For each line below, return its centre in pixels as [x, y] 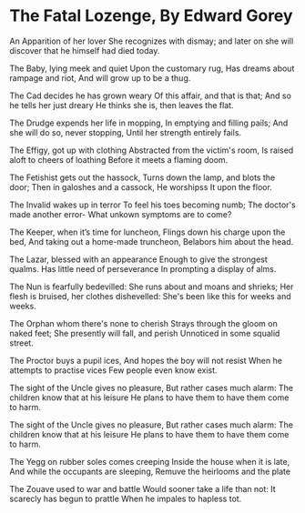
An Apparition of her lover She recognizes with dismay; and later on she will [152, 41]
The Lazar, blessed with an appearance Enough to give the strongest [139, 259]
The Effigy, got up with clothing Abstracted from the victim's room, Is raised [152, 150]
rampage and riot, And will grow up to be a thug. [100, 77]
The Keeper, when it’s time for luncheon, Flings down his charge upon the [147, 232]
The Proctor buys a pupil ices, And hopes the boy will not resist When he [146, 360]
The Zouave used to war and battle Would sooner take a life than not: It [142, 488]
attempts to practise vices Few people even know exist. [113, 370]
